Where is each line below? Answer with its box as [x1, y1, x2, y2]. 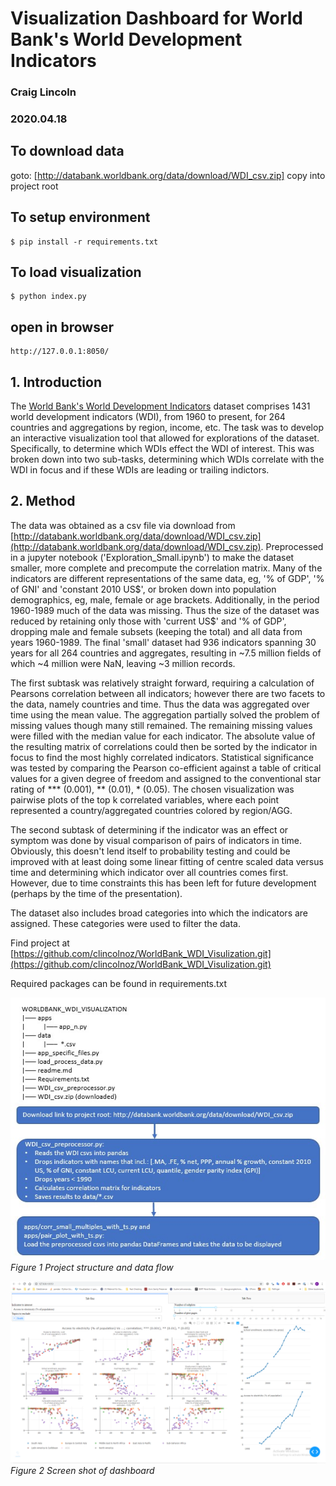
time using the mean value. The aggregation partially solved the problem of [10, 708, 320, 721]
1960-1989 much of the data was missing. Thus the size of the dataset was [10, 604, 320, 616]
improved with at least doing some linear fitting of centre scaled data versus [10, 855, 324, 867]
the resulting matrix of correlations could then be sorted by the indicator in [10, 740, 318, 752]
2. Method [10, 493, 76, 510]
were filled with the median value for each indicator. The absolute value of [10, 730, 316, 742]
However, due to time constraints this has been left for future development [10, 877, 317, 889]
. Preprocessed [260, 540, 324, 552]
